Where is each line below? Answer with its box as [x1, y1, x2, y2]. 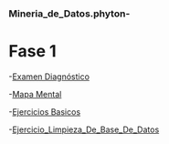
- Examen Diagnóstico [8, 71, 90, 82]
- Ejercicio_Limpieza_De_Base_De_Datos [8, 124, 160, 135]
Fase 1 [8, 41, 57, 62]
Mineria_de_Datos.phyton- [8, 7, 131, 20]
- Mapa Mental [8, 88, 62, 99]
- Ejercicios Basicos [8, 106, 81, 117]
